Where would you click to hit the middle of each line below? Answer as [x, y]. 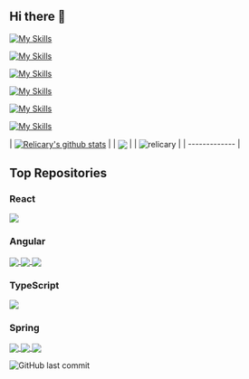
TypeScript [34, 285]
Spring [24, 327]
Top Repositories [58, 173]
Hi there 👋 [38, 17]
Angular [28, 242]
